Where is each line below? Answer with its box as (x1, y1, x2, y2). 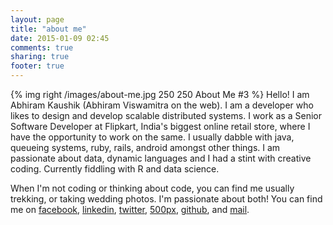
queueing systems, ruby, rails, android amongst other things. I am (10, 142, 281, 153)
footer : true (10, 61, 65, 71)
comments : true (10, 42, 74, 53)
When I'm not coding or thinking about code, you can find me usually (10, 182, 295, 194)
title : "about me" (10, 24, 87, 34)
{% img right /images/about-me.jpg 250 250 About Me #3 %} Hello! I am (10, 89, 310, 100)
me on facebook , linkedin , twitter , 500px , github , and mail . (10, 204, 250, 215)
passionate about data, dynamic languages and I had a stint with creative (10, 152, 312, 164)
